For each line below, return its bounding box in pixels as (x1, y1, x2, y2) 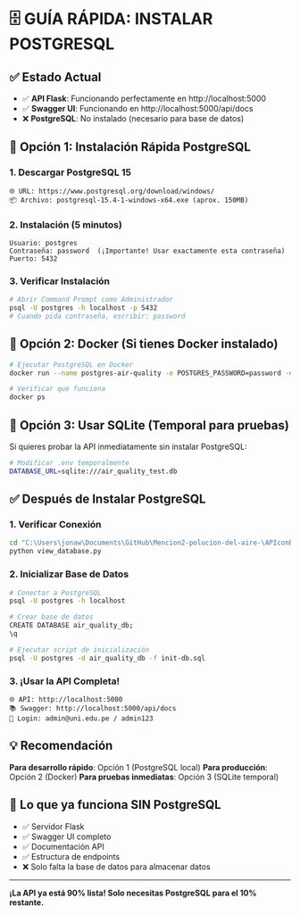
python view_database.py (9, 547, 102, 556)
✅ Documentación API (21, 841, 104, 852)
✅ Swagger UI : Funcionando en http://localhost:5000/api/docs (21, 104, 254, 113)
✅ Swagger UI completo (21, 831, 112, 842)
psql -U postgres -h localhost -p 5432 (9, 304, 158, 312)
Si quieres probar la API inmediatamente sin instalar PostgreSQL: (9, 441, 247, 453)
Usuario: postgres (9, 238, 78, 247)
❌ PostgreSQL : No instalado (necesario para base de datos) (21, 113, 245, 123)
